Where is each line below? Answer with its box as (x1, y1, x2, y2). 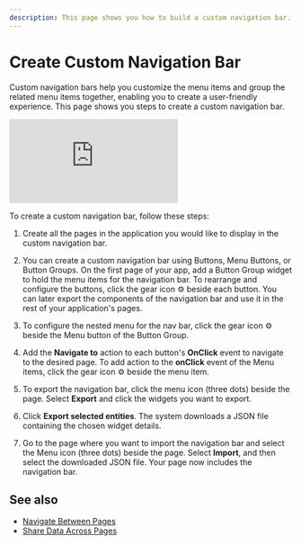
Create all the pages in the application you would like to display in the (22, 228, 279, 238)
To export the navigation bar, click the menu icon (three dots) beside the (22, 383, 290, 394)
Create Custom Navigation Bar (9, 51, 241, 72)
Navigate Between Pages (22, 516, 117, 527)
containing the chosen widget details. (22, 420, 162, 431)
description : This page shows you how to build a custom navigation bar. (9, 13, 292, 22)
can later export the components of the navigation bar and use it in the (22, 293, 284, 304)
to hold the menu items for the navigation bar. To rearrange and (22, 273, 258, 284)
